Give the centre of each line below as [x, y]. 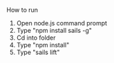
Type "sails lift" [38, 52]
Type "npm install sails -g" [54, 30]
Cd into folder [36, 38]
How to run [22, 10]
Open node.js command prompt [62, 23]
